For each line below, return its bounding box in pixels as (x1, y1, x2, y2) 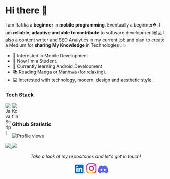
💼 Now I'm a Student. (12, 58, 58, 64)
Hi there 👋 (5, 5, 47, 16)
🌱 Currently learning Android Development (12, 63, 102, 69)
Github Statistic (12, 121, 52, 128)
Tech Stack (5, 91, 34, 98)
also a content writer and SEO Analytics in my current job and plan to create (5, 37, 165, 43)
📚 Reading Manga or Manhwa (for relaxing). (12, 69, 107, 75)
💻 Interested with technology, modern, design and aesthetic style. (12, 76, 153, 83)
